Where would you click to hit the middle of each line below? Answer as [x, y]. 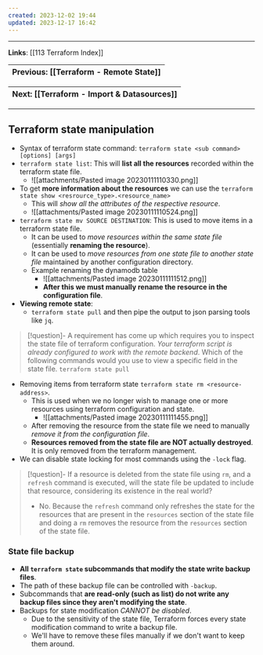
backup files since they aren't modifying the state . [103, 602]
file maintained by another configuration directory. [112, 262]
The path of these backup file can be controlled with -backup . [118, 585]
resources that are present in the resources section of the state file [146, 515]
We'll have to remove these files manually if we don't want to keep [138, 635]
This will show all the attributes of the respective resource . [126, 204]
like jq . [42, 320]
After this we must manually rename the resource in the [135, 287]
